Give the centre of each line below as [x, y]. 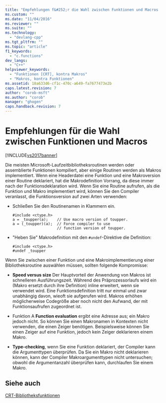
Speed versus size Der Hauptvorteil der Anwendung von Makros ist [82, 275]
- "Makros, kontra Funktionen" [42, 79]
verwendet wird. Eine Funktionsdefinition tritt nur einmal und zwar [80, 290]
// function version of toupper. [91, 228]
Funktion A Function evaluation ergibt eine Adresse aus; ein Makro [81, 316]
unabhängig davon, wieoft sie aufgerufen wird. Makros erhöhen [77, 296]
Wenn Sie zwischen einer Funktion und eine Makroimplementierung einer [80, 260]
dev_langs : [16, 60]
